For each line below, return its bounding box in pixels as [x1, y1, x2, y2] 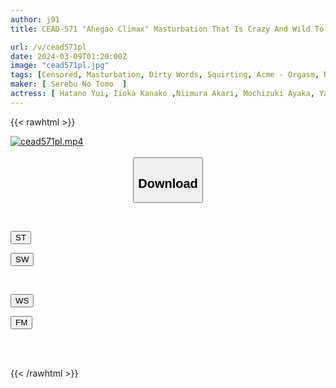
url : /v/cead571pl [10, 42, 87, 52]
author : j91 [10, 14, 60, 25]
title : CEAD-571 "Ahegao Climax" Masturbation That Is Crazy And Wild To [10, 24, 325, 34]
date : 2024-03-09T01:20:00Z [10, 51, 128, 61]
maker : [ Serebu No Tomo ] [10, 79, 128, 90]
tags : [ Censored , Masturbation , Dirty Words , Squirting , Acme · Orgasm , [10, 70, 320, 80]
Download [138, 176, 198, 191]
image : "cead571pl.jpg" [10, 61, 110, 71]
